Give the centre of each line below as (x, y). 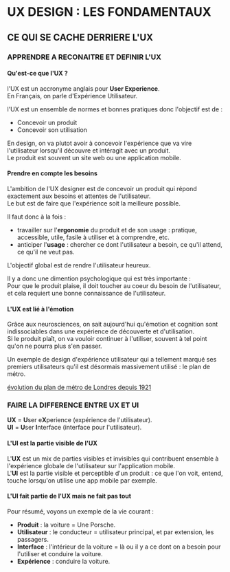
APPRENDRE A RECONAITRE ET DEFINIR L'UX (84, 57)
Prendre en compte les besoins (52, 173)
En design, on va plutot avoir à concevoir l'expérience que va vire (100, 143)
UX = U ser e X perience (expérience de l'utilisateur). (80, 420)
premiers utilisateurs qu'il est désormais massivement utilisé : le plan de (109, 367)
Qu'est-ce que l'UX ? (38, 74)
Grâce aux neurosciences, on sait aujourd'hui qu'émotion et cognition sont (113, 324)
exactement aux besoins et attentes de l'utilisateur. (79, 196)
